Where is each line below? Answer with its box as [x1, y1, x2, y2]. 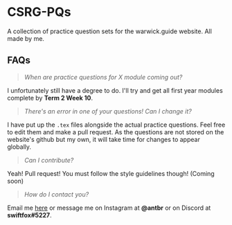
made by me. [7, 34, 45, 42]
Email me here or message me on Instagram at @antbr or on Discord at [7, 204, 211, 212]
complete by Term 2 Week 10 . [7, 93, 93, 102]
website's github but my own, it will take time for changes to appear [7, 135, 201, 143]
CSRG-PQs [7, 4, 71, 20]
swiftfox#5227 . [7, 210, 52, 219]
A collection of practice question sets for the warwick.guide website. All [7, 27, 213, 35]
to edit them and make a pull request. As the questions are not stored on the [7, 127, 224, 136]
